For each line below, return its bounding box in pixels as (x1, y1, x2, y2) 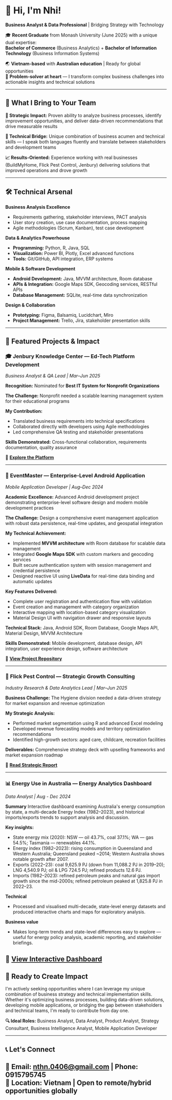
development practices (5, 504, 54, 511)
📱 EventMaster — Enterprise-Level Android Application (5, 472, 145, 479)
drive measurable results (5, 123, 58, 129)
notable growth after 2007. (12, 856, 69, 862)
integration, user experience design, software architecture (5, 645, 128, 652)
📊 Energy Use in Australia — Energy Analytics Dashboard (5, 780, 152, 787)
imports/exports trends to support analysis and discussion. (5, 815, 130, 821)
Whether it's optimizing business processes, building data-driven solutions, (5, 997, 165, 1003)
